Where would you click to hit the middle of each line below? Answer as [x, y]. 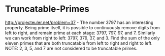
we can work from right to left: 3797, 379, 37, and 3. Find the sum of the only [82, 38]
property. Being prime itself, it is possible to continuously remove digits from [82, 27]
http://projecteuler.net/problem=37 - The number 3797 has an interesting [79, 22]
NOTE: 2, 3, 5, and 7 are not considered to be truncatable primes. [71, 48]
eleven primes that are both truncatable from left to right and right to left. [79, 43]
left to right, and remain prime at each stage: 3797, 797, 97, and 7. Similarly [80, 33]
